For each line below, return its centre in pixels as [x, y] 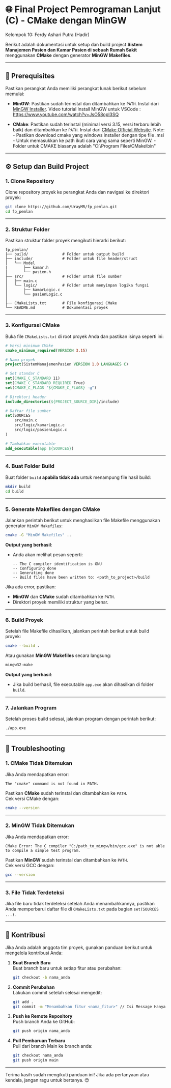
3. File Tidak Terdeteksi [35, 893]
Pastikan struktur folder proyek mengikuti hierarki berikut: [66, 241]
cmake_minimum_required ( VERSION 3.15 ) [46, 350]
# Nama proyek [20, 360]
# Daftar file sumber [28, 411]
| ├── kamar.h [27, 268]
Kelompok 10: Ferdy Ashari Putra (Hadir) [48, 35]
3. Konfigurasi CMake [33, 325]
